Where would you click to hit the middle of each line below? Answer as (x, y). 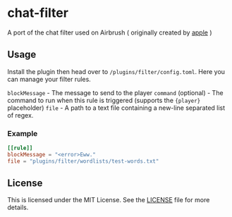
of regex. (20, 115)
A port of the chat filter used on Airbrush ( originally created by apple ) (110, 32)
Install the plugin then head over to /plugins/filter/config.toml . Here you (116, 71)
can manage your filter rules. (49, 79)
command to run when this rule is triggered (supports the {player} (104, 100)
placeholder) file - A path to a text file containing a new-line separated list (116, 108)
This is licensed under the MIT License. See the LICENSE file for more (109, 200)
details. (18, 207)
